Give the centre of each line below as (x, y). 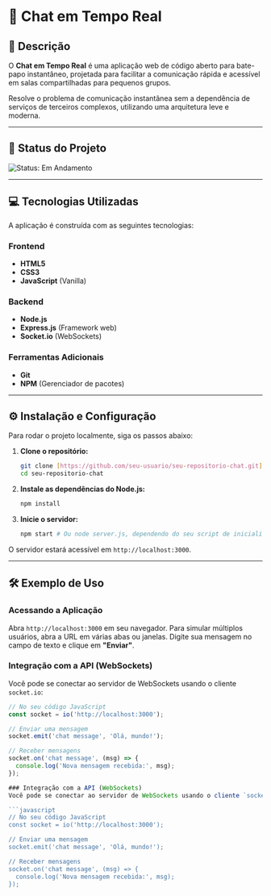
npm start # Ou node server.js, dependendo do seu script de (125, 534)
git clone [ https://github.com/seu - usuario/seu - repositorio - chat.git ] (141, 466)
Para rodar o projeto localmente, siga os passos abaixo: (101, 435)
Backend (26, 302)
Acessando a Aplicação (56, 611)
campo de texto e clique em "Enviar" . (71, 645)
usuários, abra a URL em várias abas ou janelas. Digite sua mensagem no (130, 636)
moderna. (25, 115)
